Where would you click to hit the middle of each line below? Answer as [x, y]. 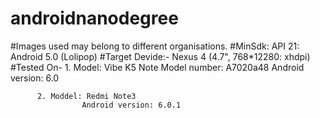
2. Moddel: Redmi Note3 [86, 96]
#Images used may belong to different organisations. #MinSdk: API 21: [155, 46]
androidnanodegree [94, 18]
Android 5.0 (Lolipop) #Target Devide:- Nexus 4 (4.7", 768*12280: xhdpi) [160, 56]
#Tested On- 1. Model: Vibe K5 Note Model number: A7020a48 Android [157, 67]
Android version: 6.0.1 [131, 105]
